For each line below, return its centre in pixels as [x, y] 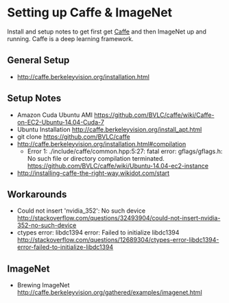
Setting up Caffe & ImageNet [90, 13]
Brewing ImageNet [43, 285]
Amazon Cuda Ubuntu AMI [55, 115]
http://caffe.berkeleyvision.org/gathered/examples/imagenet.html [109, 293]
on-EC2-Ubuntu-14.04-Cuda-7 [61, 122]
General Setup [38, 61]
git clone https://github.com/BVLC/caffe [73, 136]
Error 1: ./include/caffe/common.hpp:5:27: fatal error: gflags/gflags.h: [125, 151]
